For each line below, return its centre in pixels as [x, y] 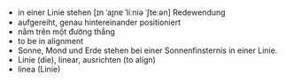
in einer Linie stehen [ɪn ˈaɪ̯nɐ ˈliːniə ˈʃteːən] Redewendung [121, 12]
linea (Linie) [39, 69]
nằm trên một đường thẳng [66, 32]
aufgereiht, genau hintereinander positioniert [99, 22]
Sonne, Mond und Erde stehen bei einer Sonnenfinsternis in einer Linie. [147, 50]
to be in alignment [50, 41]
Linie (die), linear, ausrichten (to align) [87, 60]
